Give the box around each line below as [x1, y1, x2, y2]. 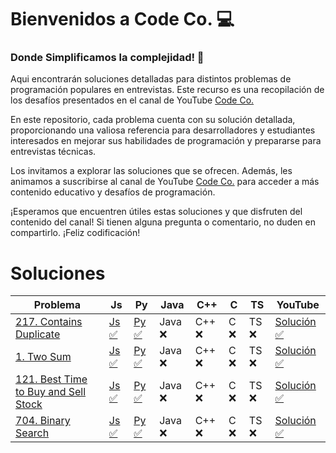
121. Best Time [15, 372, 88, 386]
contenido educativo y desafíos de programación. [10, 186, 216, 198]
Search [15, 426, 50, 440]
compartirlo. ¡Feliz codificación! [10, 227, 141, 239]
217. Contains [15, 315, 83, 329]
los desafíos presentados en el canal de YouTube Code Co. [10, 94, 255, 106]
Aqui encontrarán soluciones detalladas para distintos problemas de [10, 73, 292, 85]
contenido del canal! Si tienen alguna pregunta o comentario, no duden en [10, 216, 316, 228]
